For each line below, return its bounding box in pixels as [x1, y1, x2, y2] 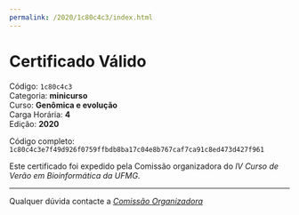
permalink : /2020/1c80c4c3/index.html [9, 12, 153, 22]
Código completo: [9, 135, 76, 147]
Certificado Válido [9, 51, 147, 71]
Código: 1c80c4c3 [9, 81, 73, 92]
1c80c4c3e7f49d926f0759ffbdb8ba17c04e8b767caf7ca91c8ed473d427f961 [9, 145, 265, 154]
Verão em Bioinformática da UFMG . [9, 170, 141, 180]
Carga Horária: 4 [9, 108, 71, 120]
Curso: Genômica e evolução [9, 100, 118, 110]
